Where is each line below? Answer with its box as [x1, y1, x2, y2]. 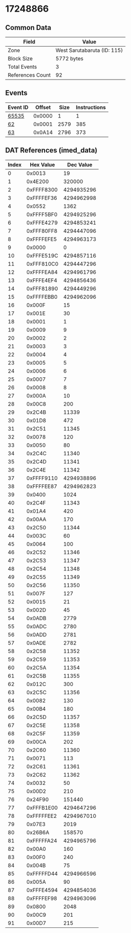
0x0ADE [26, 639, 47, 647]
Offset [35, 103, 51, 111]
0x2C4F [26, 499, 47, 506]
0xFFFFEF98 [26, 894, 57, 902]
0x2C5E [26, 722, 47, 729]
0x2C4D [26, 458, 47, 465]
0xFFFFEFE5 [26, 235, 57, 242]
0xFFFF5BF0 [26, 211, 58, 218]
